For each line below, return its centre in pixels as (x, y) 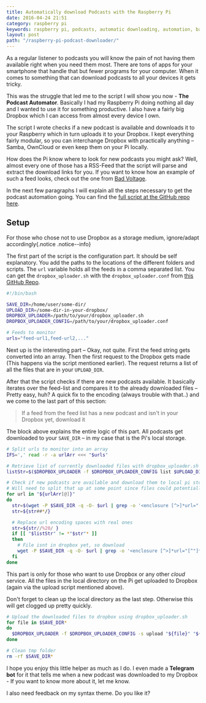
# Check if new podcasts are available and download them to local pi (98, 483)
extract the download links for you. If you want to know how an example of (101, 172)
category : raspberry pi (37, 23)
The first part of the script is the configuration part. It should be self (92, 256)
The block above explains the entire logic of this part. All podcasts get (95, 431)
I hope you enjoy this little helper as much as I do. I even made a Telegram (100, 668)
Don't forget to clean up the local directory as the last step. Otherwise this (100, 599)
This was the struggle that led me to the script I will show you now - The (97, 96)
